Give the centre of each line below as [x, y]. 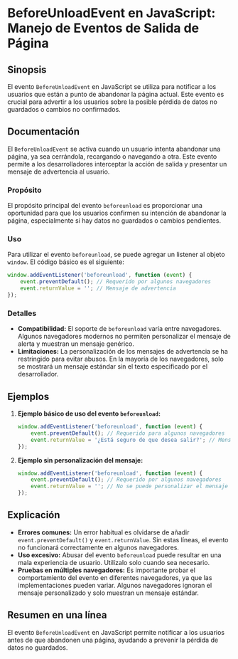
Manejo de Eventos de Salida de [103, 28]
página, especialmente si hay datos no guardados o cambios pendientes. [114, 221]
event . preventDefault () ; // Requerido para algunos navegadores [128, 433]
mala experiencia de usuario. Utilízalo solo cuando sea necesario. [114, 562]
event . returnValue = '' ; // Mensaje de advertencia [98, 289]
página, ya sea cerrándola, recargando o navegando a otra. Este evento [112, 156]
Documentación [44, 132]
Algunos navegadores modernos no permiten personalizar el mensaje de [124, 337]
